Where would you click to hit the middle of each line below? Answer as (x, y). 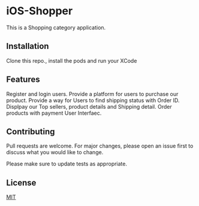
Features (23, 80)
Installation (28, 46)
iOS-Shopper (40, 11)
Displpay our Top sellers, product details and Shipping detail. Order (89, 106)
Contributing (31, 132)
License (21, 182)
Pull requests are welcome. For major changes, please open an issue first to (100, 146)
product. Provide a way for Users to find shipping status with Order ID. (93, 100)
